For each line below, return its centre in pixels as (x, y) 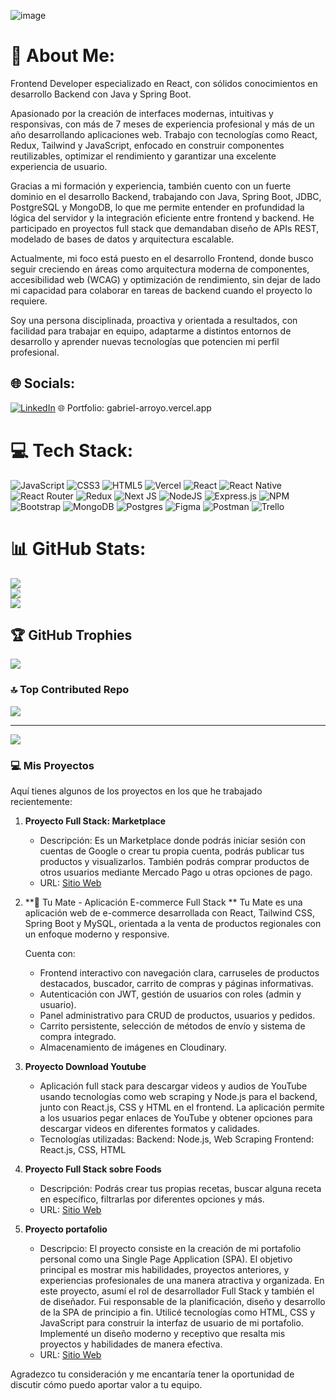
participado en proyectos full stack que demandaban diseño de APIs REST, (165, 228)
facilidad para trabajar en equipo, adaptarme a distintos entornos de (151, 331)
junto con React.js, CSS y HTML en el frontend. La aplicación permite (182, 1107)
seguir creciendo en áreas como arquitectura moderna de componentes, (160, 269)
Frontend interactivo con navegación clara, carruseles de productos (179, 973)
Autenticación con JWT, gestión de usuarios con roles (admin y (170, 994)
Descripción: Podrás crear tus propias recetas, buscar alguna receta (180, 1189)
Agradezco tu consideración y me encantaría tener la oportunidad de (152, 1374)
